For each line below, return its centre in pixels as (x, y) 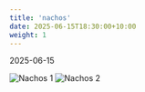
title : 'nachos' (40, 18)
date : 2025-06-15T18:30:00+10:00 (73, 26)
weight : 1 (28, 35)
